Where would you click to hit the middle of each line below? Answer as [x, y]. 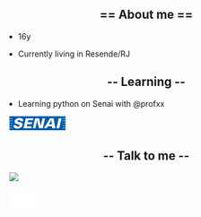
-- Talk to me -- [146, 156]
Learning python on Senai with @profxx [91, 103]
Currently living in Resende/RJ [74, 54]
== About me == [146, 15]
